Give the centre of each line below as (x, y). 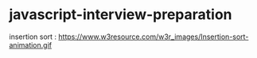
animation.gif (31, 44)
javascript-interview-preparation (121, 15)
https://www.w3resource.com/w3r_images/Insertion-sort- (154, 37)
